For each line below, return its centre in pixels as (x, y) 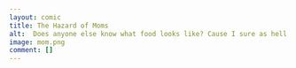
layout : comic (35, 17)
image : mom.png (37, 42)
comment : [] (31, 50)
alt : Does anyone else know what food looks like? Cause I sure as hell (148, 34)
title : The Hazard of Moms (59, 26)
